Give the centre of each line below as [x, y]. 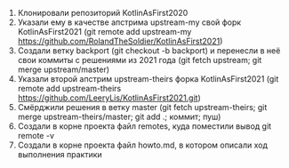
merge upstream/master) [63, 69]
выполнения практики [60, 154]
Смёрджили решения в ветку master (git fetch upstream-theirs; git [142, 107]
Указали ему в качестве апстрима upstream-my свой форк [129, 22]
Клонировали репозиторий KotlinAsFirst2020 [103, 13]
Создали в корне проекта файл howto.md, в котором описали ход [143, 145]
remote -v [36, 136]
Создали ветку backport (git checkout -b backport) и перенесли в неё [149, 51]
